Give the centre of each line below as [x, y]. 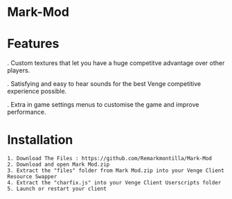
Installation [40, 140]
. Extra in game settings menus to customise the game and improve [103, 105]
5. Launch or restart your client [57, 189]
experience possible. [37, 92]
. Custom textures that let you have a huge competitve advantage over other [116, 63]
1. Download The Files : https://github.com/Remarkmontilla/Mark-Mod [110, 159]
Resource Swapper [32, 177]
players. [19, 71]
